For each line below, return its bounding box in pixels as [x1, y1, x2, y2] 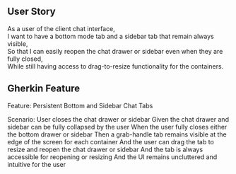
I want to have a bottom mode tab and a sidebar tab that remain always [7, 32, 214, 40]
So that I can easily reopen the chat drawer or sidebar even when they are [7, 47, 223, 55]
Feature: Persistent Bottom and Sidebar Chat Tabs [7, 101, 153, 110]
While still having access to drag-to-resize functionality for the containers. [7, 62, 224, 70]
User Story [7, 6, 56, 18]
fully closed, [7, 54, 44, 63]
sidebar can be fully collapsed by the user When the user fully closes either [7, 122, 228, 131]
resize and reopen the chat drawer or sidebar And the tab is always [7, 145, 203, 153]
